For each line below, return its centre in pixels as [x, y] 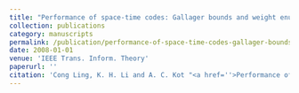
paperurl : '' [33, 67]
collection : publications [57, 26]
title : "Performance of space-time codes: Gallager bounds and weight [143, 17]
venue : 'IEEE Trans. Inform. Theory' [79, 58]
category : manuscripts [51, 34]
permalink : [29, 42]
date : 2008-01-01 [41, 50]
